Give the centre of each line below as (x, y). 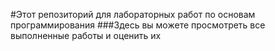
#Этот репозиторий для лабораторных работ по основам (133, 14)
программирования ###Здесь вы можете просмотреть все (138, 25)
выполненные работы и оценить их (86, 35)
